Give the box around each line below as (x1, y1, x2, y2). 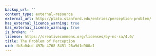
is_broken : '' (5, 30, 34, 35)
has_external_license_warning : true (5, 25, 79, 30)
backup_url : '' (5, 7, 36, 12)
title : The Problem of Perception (5, 39, 76, 44)
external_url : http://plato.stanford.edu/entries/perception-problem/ (5, 16, 152, 21)
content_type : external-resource (5, 12, 73, 17)
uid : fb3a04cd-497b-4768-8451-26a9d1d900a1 (5, 43, 95, 48)
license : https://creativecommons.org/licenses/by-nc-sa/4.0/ (5, 35, 134, 39)
